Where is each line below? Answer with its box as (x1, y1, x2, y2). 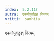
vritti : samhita (5, 16, 40, 21)
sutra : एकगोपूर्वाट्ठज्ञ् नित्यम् (5, 12, 49, 17)
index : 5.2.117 (5, 7, 38, 12)
